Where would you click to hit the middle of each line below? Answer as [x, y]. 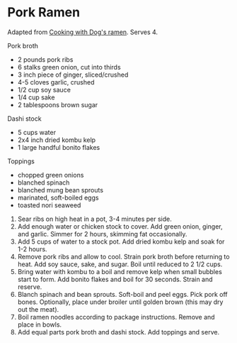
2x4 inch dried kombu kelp [57, 140]
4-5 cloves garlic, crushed [56, 82]
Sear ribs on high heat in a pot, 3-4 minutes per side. [94, 219]
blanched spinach [44, 183]
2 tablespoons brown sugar [58, 104]
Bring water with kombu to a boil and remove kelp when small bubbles [120, 271]
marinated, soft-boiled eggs [58, 197]
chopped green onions [51, 175]
